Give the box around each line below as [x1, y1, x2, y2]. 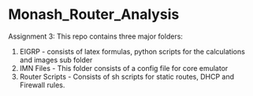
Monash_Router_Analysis [8, 6, 180, 24]
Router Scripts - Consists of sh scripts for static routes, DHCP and [19, 72, 235, 81]
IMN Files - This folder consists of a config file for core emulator [19, 63, 229, 72]
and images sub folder [19, 55, 93, 65]
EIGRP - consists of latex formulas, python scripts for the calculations [19, 46, 246, 56]
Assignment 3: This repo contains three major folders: [8, 31, 184, 41]
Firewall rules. [19, 80, 65, 90]
